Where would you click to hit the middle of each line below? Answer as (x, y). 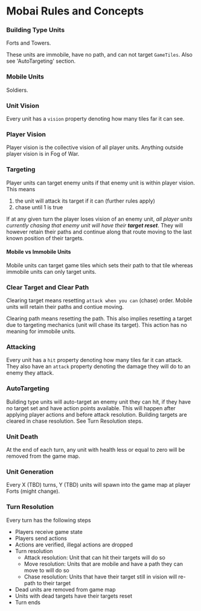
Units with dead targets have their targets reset (74, 596)
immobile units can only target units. (51, 271)
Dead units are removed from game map (65, 589)
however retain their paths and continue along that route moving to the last (99, 232)
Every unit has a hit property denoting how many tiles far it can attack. (94, 360)
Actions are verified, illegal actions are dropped (74, 545)
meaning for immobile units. (41, 331)
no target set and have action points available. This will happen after (91, 408)
